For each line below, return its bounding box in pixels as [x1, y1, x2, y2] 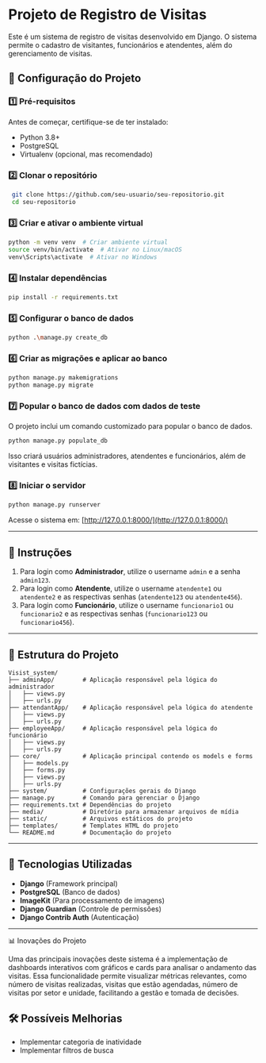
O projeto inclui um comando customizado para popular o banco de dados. [8, 422, 253, 431]
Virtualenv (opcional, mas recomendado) [19, 149, 153, 159]
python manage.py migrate [8, 381, 93, 390]
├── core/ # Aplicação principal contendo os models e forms [8, 752, 253, 760]
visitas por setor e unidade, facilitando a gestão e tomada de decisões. [8, 988, 239, 997]
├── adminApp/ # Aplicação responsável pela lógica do [8, 676, 218, 684]
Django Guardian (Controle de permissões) [19, 903, 162, 914]
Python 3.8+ [19, 133, 61, 142]
